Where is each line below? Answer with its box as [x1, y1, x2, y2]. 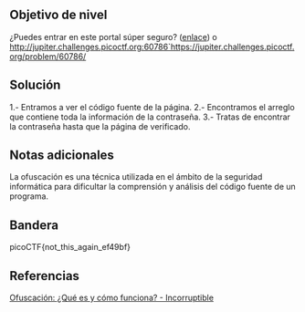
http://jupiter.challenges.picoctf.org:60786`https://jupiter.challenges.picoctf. [9, 41, 295, 52]
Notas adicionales [9, 148, 114, 163]
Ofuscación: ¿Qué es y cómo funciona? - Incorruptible [9, 292, 215, 304]
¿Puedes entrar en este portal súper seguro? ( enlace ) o [9, 31, 217, 42]
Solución [9, 78, 61, 93]
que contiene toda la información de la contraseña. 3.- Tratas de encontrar [9, 111, 290, 122]
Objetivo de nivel [9, 7, 108, 23]
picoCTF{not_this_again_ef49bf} [9, 242, 131, 253]
